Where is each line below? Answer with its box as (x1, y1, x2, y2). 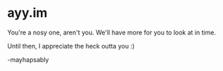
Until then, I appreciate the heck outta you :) (7, 41, 135, 50)
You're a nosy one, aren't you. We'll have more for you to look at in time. (7, 28, 217, 37)
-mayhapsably (7, 55, 49, 64)
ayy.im (7, 5, 48, 21)
